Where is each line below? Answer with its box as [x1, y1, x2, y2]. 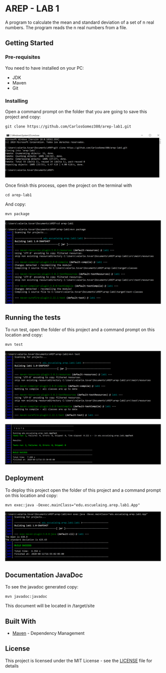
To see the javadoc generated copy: [5, 584, 79, 590]
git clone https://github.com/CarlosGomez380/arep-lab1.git [5, 124, 132, 129]
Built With [5, 617, 36, 626]
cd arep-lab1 [5, 193, 32, 198]
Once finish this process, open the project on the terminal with [5, 182, 132, 188]
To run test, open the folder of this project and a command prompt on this [5, 327, 155, 333]
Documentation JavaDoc [5, 571, 83, 579]
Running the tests [5, 313, 61, 322]
